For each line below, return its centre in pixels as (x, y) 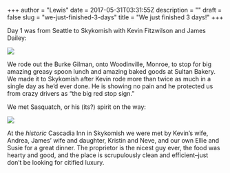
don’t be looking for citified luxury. (56, 162)
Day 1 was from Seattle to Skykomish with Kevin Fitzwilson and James (107, 31)
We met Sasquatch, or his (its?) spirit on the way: (77, 107)
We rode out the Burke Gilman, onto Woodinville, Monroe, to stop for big (109, 64)
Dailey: (17, 38)
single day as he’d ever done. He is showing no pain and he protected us (110, 86)
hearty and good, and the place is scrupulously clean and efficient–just (108, 155)
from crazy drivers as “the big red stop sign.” (71, 93)
